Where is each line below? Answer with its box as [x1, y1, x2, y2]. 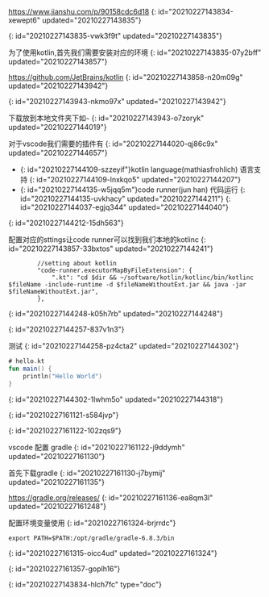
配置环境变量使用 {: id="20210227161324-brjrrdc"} [8, 518, 176, 528]
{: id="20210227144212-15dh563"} [8, 218, 125, 228]
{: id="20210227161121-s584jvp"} [8, 410, 119, 420]
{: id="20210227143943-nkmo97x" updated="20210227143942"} [8, 97, 227, 106]
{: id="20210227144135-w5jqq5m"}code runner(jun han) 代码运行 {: [19, 185, 246, 194]
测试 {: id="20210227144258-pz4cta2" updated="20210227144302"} [8, 341, 239, 350]
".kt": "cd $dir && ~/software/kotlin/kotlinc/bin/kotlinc [51, 273, 254, 282]
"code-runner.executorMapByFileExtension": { [37, 266, 193, 274]
